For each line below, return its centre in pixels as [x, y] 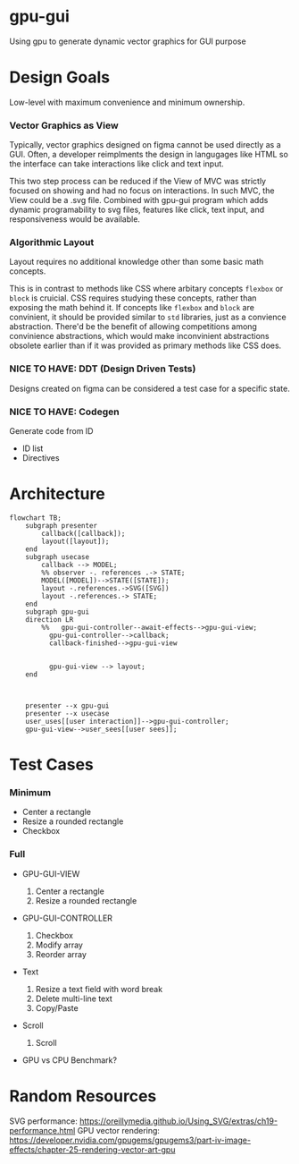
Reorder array [61, 954]
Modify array [59, 945]
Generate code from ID [51, 431]
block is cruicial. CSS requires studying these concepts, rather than [133, 298]
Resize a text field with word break [99, 989]
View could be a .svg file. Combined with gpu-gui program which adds [139, 200]
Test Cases [51, 765]
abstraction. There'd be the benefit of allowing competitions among [133, 327]
